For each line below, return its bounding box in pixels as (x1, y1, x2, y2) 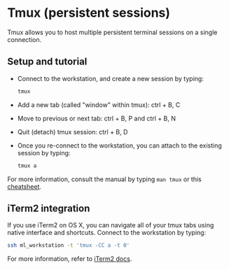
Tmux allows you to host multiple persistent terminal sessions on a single (7, 28, 218, 36)
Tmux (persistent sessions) (7, 5, 170, 21)
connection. (7, 35, 42, 43)
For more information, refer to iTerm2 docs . (7, 255, 132, 263)
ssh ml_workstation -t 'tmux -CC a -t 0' (7, 242, 130, 249)
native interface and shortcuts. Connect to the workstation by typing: (7, 229, 207, 237)
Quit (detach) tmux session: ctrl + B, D (17, 127, 128, 136)
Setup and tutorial (7, 56, 88, 68)
